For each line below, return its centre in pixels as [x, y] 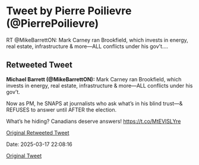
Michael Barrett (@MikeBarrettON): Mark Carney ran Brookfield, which [94, 79]
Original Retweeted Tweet [38, 132]
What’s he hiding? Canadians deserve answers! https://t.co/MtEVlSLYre [94, 121]
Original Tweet [24, 156]
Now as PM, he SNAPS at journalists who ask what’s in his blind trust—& [94, 103]
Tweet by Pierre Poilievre [69, 11]
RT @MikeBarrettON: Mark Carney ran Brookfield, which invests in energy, [97, 40]
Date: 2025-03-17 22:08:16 [39, 144]
